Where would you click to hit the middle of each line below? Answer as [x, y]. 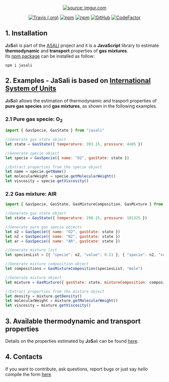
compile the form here [28, 374]
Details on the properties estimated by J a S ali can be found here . [72, 341]
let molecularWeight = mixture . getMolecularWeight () [62, 301]
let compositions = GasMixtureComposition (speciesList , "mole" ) [74, 269]
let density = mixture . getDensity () [44, 296]
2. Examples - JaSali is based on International [78, 81]
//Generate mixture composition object [47, 264]
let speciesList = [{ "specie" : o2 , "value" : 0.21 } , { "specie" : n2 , [81, 255]
